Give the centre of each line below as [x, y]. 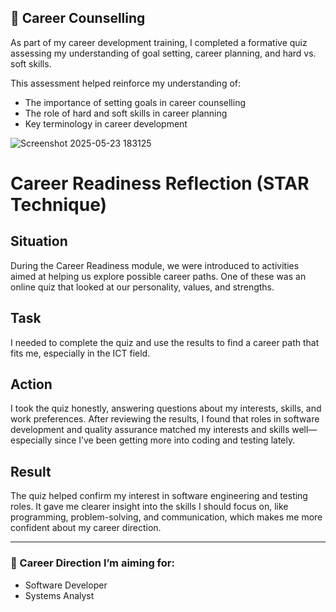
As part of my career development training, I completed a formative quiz [159, 42]
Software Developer [66, 585]
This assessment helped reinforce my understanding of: [126, 83]
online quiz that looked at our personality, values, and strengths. [142, 287]
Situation [39, 241]
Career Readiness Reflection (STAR [160, 183]
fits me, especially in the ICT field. [80, 353]
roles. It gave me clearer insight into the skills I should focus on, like [149, 507]
